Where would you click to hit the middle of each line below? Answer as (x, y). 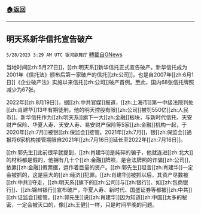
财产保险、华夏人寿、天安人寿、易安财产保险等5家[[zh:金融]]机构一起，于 (97, 125)
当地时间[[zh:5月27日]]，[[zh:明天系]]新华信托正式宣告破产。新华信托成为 (97, 68)
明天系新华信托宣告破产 (49, 39)
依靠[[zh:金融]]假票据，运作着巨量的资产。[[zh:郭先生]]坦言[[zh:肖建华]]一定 (100, 167)
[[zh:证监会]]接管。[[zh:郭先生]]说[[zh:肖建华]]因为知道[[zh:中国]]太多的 (94, 197)
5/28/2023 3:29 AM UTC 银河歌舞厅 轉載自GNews (64, 54)
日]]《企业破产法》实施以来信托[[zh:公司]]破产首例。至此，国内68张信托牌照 (100, 82)
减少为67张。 (22, 90)
